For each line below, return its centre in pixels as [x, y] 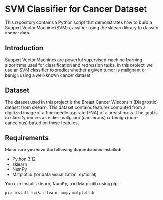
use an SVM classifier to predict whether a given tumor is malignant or [75, 70]
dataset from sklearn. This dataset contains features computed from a [75, 107]
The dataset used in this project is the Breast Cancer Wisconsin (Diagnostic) [81, 102]
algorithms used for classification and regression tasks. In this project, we [79, 65]
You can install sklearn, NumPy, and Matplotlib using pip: [62, 184]
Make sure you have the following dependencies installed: [63, 150]
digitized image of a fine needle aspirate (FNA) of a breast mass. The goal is [81, 112]
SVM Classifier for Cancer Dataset [76, 9]
